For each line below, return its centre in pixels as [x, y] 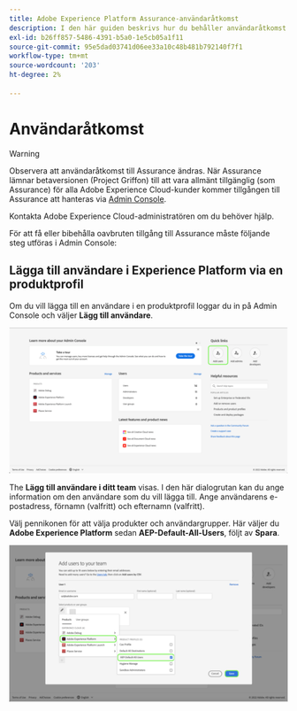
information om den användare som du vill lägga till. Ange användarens [138, 497]
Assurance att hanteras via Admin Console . [88, 198]
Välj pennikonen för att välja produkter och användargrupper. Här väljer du [145, 523]
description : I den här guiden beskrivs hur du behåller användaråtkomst [148, 28]
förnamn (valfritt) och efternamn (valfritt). [129, 506]
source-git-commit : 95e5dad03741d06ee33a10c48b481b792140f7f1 [126, 47]
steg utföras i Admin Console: [63, 243]
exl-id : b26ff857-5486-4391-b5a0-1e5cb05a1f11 [96, 37]
